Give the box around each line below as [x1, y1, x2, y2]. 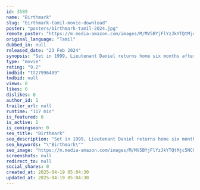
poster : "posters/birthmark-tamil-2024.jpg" [6, 25, 118, 32]
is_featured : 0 [6, 114, 44, 120]
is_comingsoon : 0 [6, 125, 49, 131]
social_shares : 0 [6, 164, 49, 170]
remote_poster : [6, 31, 44, 37]
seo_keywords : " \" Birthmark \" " [6, 141, 84, 148]
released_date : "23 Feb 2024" [6, 48, 82, 54]
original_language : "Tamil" [6, 36, 76, 42]
